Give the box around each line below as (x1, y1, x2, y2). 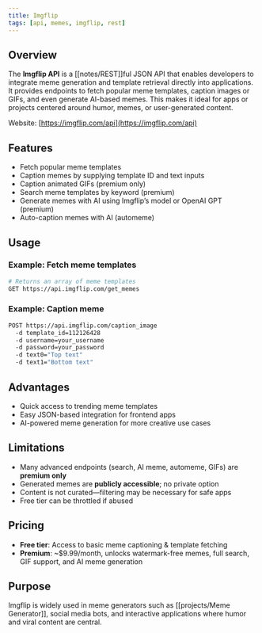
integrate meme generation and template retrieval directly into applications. (8, 78, 253, 87)
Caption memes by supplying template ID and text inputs (19, 171, 205, 181)
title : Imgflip (8, 11, 59, 20)
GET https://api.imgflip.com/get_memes (8, 284, 140, 293)
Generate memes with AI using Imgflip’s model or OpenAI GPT (19, 196, 223, 206)
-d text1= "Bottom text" (15, 358, 93, 367)
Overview (8, 48, 58, 62)
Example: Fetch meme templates (8, 259, 137, 270)
